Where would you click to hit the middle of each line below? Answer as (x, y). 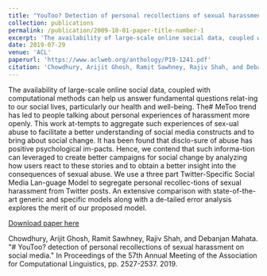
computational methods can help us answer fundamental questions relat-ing (133, 98)
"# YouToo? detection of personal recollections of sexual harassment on (126, 247)
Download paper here (44, 223)
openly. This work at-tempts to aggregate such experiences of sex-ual (124, 123)
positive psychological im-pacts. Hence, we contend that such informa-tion (132, 148)
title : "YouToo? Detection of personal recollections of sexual (117, 15)
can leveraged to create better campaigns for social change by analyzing (128, 157)
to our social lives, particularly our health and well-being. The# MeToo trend (132, 106)
